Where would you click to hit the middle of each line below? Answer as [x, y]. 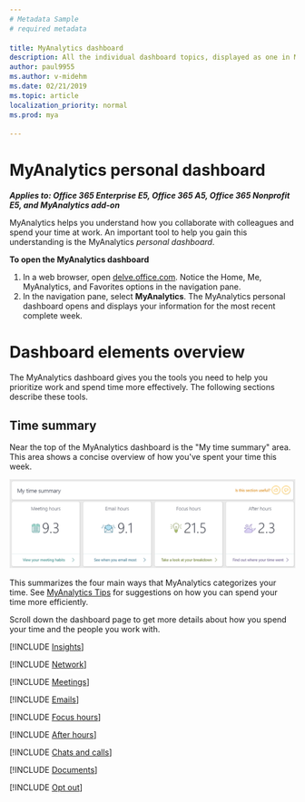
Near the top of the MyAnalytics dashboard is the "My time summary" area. [150, 447]
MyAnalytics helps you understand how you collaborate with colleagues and [152, 223]
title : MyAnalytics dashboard [67, 48]
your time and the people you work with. [85, 630]
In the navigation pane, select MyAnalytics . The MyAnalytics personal [154, 297]
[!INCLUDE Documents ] [54, 770]
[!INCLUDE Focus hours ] [55, 718]
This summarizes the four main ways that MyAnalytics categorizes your [143, 583]
